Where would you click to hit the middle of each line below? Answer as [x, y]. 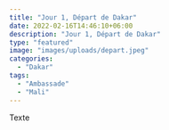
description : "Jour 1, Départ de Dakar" [85, 34]
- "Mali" [33, 92]
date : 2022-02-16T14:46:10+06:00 [71, 26]
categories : [31, 59]
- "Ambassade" [43, 84]
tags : [19, 76]
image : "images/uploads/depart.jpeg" [79, 51]
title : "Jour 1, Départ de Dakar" [73, 17]
